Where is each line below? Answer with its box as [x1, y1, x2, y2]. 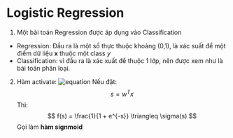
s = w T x [110, 88, 134, 98]
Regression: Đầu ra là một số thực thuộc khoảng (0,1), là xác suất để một [16, 41, 226, 50]
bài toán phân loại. [16, 64, 71, 72]
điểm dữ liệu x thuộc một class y [16, 49, 111, 57]
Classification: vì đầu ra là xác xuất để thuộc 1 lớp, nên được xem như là [16, 56, 223, 64]
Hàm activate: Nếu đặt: [16, 77, 117, 85]
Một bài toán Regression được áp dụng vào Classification [16, 28, 182, 36]
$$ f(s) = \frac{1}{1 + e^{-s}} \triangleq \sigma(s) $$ [47, 111, 197, 120]
